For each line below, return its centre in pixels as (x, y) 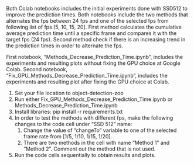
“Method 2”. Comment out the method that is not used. (89, 149)
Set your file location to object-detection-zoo (69, 93)
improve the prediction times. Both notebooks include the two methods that (97, 15)
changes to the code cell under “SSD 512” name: (73, 124)
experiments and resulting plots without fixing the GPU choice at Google (93, 63)
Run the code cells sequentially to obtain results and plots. (85, 155)
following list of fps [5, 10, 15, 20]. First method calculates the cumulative (94, 27)
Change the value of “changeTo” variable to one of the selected (100, 130)
